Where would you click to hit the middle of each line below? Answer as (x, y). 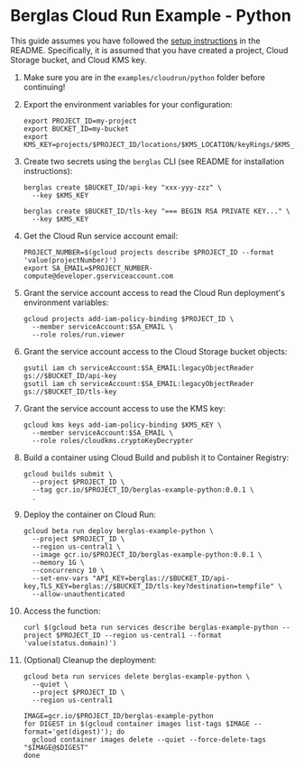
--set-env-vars (60, 578)
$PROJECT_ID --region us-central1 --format (139, 635)
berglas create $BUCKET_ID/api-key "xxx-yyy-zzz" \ (122, 187)
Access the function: (62, 611)
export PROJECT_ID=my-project (80, 121)
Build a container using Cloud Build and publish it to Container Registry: (156, 457)
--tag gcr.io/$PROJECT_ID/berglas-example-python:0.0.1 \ (143, 490)
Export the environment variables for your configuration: (128, 104)
